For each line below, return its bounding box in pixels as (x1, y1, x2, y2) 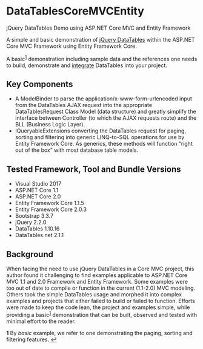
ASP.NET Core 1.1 (15, 186, 59, 194)
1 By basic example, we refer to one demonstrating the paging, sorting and (6, 329, 193, 336)
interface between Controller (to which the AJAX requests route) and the (15, 114, 197, 122)
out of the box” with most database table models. (15, 146, 138, 154)
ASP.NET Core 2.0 (15, 193, 61, 200)
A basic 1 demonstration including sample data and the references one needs (6, 54, 198, 62)
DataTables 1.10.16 (15, 225, 60, 232)
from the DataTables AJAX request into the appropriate (15, 102, 153, 109)
